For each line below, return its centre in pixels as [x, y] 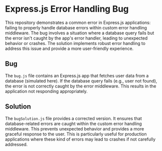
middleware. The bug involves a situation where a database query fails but [80, 33]
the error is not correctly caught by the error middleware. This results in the [81, 86]
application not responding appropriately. [46, 91]
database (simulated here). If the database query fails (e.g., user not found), [81, 81]
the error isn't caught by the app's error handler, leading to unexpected [76, 38]
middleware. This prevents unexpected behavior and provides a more [75, 129]
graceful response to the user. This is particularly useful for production [76, 134]
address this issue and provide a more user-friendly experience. [69, 48]
